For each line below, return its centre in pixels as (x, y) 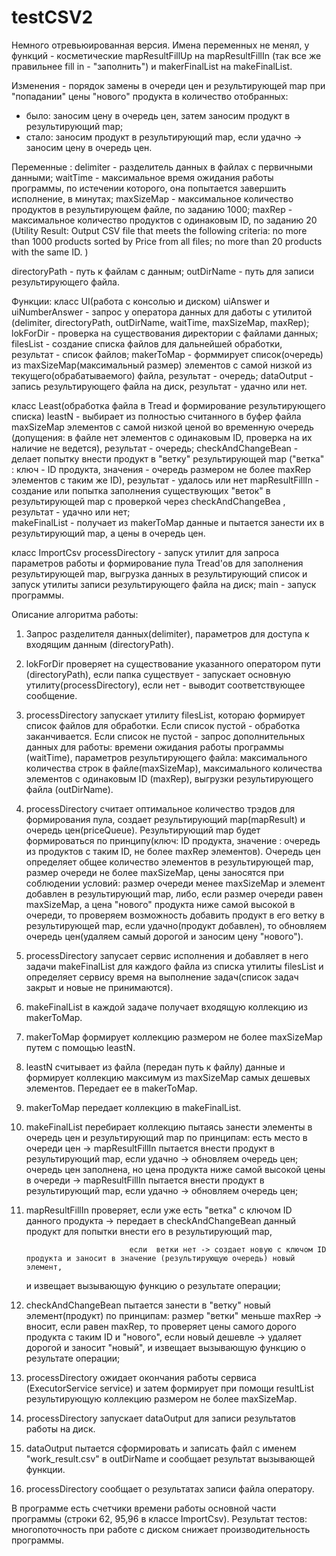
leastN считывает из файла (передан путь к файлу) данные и (155, 1067)
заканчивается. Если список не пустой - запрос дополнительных (165, 736)
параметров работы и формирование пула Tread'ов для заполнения (157, 563)
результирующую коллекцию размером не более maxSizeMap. (161, 1398)
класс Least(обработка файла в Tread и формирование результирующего (168, 405)
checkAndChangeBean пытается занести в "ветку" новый (148, 1305)
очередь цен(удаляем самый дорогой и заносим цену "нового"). (164, 936)
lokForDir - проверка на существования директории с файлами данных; (165, 333)
